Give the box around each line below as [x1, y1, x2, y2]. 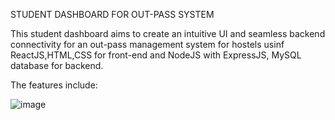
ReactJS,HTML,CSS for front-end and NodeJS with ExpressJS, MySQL [10, 49, 302, 61]
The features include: [10, 79, 98, 91]
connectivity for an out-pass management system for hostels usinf [10, 39, 285, 50]
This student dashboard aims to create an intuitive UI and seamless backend [10, 28, 326, 39]
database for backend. [10, 60, 104, 71]
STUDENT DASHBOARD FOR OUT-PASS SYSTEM [10, 9, 215, 20]
